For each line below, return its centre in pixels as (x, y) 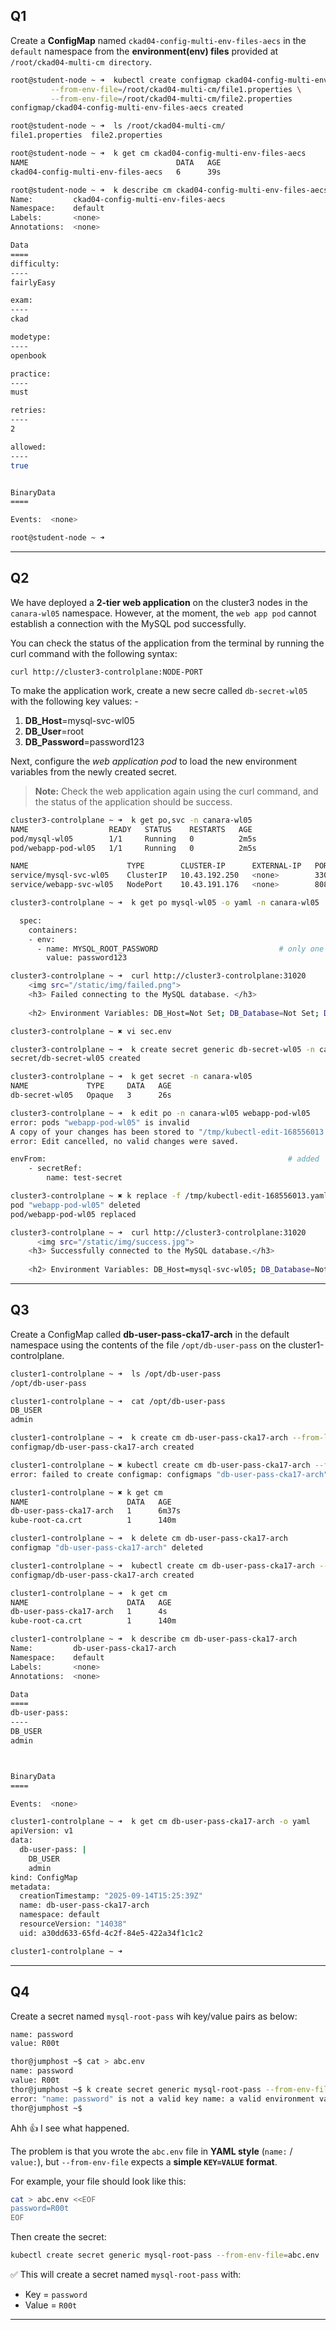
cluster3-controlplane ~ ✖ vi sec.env (91, 1031)
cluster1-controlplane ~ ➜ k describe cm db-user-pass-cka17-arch (154, 1639)
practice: (31, 374)
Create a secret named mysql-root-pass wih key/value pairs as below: (154, 2016)
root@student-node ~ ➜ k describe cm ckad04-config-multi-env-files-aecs (169, 190)
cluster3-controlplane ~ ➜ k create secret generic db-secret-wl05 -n (162, 1049)
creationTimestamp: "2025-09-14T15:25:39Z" (111, 1896)
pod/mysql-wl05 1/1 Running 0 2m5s (133, 839)
